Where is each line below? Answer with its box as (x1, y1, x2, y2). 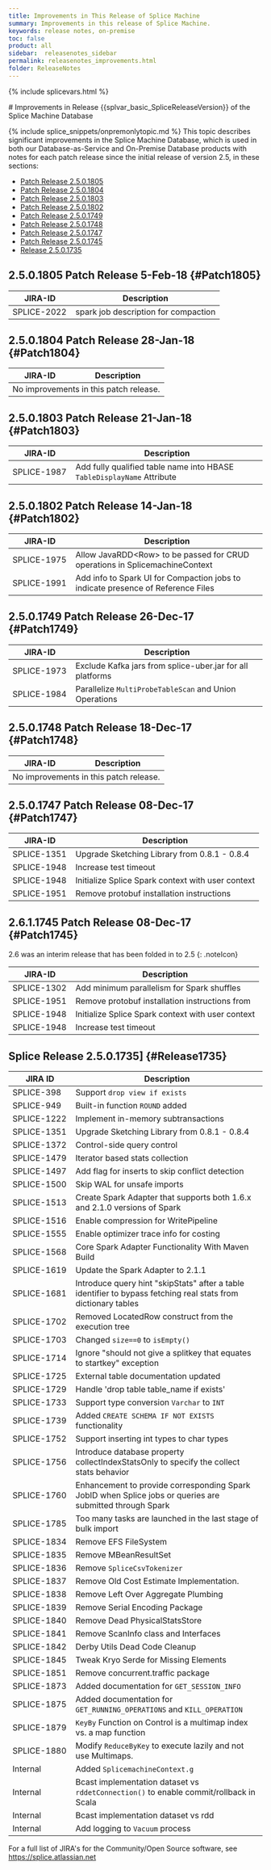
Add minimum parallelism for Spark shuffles (75, 982, 241, 994)
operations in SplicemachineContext (75, 559, 213, 570)
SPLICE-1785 (12, 1518, 67, 1529)
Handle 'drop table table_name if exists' (75, 1384, 226, 1395)
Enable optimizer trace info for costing (75, 1229, 220, 1240)
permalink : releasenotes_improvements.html (8, 57, 157, 65)
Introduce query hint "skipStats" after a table (75, 1278, 244, 1289)
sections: (8, 161, 39, 170)
